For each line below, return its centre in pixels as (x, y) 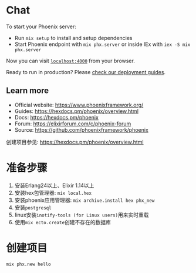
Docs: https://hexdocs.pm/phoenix (56, 117)
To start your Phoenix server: (41, 26)
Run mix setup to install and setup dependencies (73, 38)
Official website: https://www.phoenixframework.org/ (79, 105)
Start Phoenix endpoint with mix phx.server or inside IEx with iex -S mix (102, 44)
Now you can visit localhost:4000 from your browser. (70, 61)
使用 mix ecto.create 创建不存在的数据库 (63, 222)
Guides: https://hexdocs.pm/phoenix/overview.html (77, 111)
